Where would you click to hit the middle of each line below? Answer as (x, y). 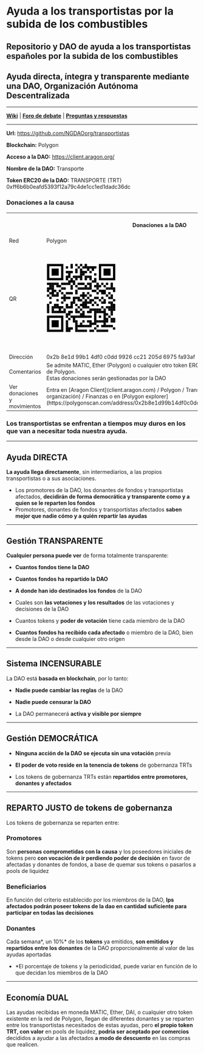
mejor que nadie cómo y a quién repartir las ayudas (81, 516)
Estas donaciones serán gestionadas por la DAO (106, 378)
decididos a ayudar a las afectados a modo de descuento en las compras (98, 1038)
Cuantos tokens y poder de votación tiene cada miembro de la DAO (100, 621)
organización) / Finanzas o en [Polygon (95, 397)
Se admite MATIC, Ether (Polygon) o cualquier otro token (117, 365)
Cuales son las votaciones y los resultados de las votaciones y (95, 603)
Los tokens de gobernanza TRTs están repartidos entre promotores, (101, 776)
